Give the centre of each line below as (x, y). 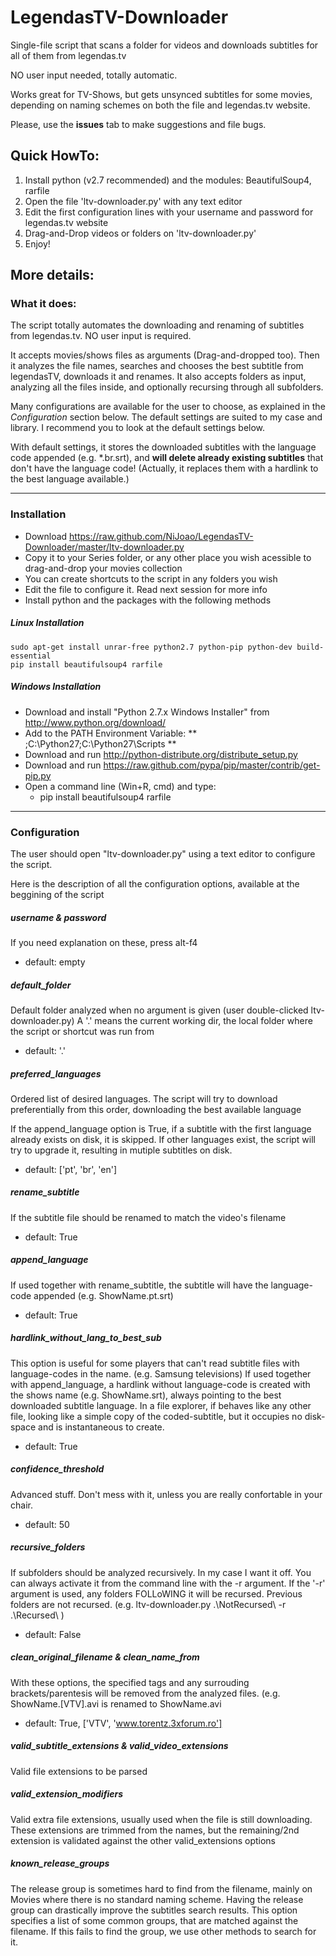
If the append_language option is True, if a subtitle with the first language (161, 1128)
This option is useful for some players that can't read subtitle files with (155, 1363)
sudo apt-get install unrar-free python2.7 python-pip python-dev (151, 647)
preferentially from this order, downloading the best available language (156, 1109)
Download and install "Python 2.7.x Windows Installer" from (147, 712)
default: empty (55, 962)
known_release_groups (60, 1863)
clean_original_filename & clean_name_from (105, 1657)
